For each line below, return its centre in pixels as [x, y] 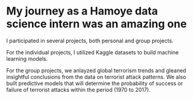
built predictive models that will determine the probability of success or [95, 83]
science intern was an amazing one [96, 24]
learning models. [27, 59]
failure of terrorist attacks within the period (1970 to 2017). [78, 89]
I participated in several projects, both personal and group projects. [90, 40]
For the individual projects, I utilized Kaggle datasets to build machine [93, 52]
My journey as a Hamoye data [82, 11]
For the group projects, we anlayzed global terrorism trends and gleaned [96, 70]
